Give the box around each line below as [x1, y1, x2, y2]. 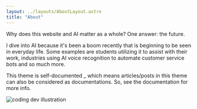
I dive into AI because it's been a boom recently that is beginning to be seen [6, 42, 191, 49]
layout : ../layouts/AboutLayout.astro [6, 8, 102, 15]
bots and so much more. [6, 60, 66, 68]
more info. [6, 84, 31, 91]
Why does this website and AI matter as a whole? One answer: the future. [6, 30, 185, 37]
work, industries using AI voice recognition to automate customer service [6, 54, 185, 61]
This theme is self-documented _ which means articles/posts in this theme [6, 72, 188, 79]
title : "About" [6, 14, 44, 20]
